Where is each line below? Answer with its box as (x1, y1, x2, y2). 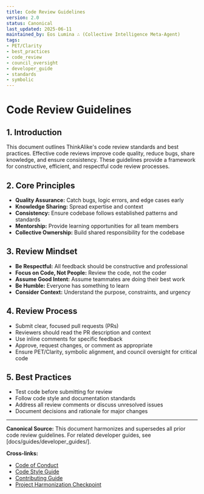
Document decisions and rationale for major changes (15, 408, 148, 415)
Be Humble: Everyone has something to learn (15, 282, 129, 289)
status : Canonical (6, 20, 53, 26)
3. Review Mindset (6, 246, 78, 257)
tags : (6, 37, 20, 43)
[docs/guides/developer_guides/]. (6, 438, 91, 445)
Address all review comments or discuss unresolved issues (15, 401, 163, 408)
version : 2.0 (6, 15, 39, 21)
